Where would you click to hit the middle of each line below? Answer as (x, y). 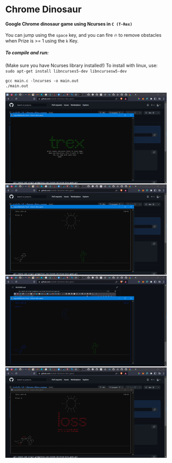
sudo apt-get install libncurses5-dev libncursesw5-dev (66, 72)
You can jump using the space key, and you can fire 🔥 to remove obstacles (83, 35)
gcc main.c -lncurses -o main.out (42, 81)
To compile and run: (27, 53)
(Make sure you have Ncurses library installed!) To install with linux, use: (81, 65)
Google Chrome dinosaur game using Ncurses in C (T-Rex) (69, 24)
